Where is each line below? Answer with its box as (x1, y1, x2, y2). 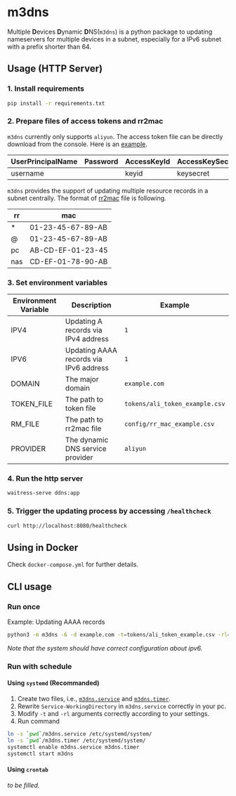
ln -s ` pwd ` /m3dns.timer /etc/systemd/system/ (7, 737, 146, 744)
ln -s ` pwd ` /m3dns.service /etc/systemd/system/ (7, 730, 152, 738)
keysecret (176, 168, 210, 178)
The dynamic (65, 435, 109, 445)
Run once (7, 601, 41, 611)
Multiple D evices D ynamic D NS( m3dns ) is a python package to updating (7, 27, 213, 36)
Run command (17, 717, 60, 725)
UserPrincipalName (11, 156, 78, 166)
